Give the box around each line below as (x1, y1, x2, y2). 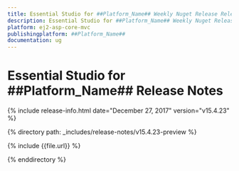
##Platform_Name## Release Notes (7, 83, 223, 99)
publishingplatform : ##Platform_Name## (7, 30, 126, 38)
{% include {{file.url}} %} (7, 142, 81, 150)
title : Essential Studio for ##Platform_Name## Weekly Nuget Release (7, 10, 218, 18)
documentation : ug (7, 37, 62, 44)
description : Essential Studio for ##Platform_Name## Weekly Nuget (7, 17, 212, 24)
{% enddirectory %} (7, 155, 66, 164)
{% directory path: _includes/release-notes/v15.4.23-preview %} (7, 128, 197, 136)
